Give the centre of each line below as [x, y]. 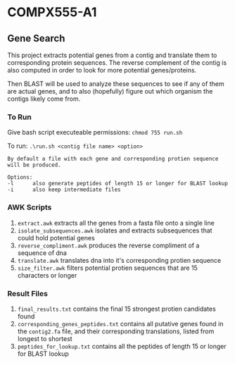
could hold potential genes [56, 237]
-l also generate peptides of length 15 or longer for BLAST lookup [118, 184]
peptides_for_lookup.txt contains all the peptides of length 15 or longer [122, 346]
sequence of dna [42, 253]
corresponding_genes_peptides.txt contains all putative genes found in [120, 323]
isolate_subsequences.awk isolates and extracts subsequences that [115, 230]
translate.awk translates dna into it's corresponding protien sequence [119, 260]
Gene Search [36, 38]
